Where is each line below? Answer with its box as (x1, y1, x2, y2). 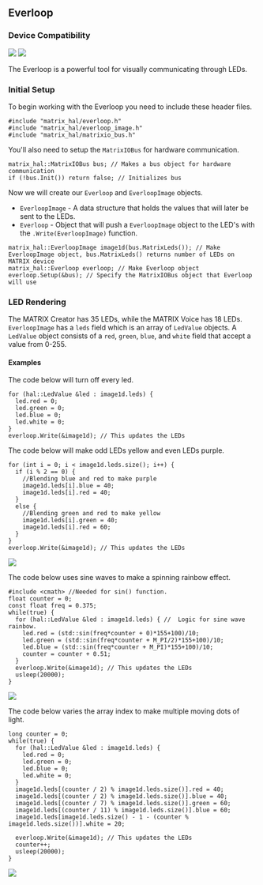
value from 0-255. (8, 340, 67, 349)
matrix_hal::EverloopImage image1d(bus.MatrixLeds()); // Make (8, 243, 221, 251)
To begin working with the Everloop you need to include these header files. (8, 102, 253, 111)
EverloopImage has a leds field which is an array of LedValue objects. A (8, 323, 237, 333)
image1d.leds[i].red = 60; (22, 523, 111, 532)
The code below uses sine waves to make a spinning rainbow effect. (8, 573, 231, 582)
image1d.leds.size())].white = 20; (8, 820, 126, 828)
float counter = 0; (8, 595, 73, 603)
